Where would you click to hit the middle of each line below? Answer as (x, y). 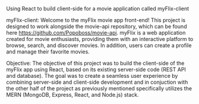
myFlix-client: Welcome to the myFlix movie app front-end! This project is (96, 20)
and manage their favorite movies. (48, 52)
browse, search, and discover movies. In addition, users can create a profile (99, 45)
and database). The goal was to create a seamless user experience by (92, 76)
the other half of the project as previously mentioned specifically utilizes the (99, 88)
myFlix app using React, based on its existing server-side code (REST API (96, 70)
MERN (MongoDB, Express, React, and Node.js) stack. (73, 95)
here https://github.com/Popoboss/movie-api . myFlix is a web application (96, 33)
